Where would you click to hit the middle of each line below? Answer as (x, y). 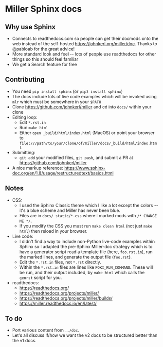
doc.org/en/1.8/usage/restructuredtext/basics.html (63, 173)
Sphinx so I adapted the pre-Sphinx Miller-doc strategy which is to (86, 246)
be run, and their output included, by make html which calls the (82, 272)
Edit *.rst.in (33, 122)
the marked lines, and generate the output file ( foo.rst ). (76, 257)
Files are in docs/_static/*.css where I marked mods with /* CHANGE (88, 215)
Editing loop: (25, 117)
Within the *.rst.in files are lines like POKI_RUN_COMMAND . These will (86, 267)
